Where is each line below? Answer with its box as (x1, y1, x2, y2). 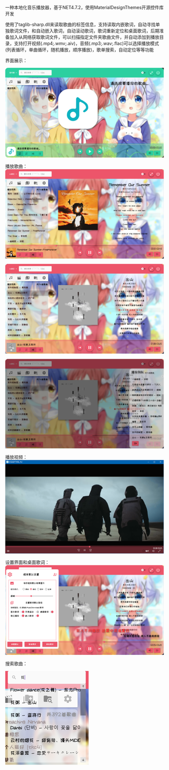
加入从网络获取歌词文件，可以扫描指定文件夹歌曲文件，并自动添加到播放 (9, 34, 159, 40)
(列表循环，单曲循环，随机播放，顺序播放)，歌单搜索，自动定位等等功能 (5, 47, 154, 53)
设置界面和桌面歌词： (5, 559, 49, 565)
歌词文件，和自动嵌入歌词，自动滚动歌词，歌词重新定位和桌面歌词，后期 (9, 28, 159, 34)
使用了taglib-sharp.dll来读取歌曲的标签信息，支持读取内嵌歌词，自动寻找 (5, 22, 156, 27)
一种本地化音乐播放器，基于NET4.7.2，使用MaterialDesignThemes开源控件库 (5, 5, 164, 10)
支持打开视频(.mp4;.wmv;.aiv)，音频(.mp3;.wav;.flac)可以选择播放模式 (14, 40, 159, 46)
